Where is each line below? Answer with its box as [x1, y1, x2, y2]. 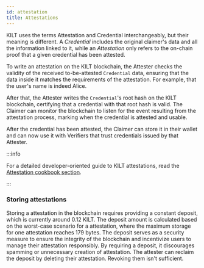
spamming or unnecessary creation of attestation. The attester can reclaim [6, 248, 194, 255]
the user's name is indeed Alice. [6, 82, 87, 89]
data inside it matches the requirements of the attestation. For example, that [6, 76, 197, 83]
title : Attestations [6, 15, 59, 21]
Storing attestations [6, 195, 67, 204]
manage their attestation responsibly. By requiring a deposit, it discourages [6, 242, 195, 249]
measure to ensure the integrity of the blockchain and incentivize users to [6, 235, 192, 242]
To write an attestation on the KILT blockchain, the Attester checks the [6, 62, 183, 70]
